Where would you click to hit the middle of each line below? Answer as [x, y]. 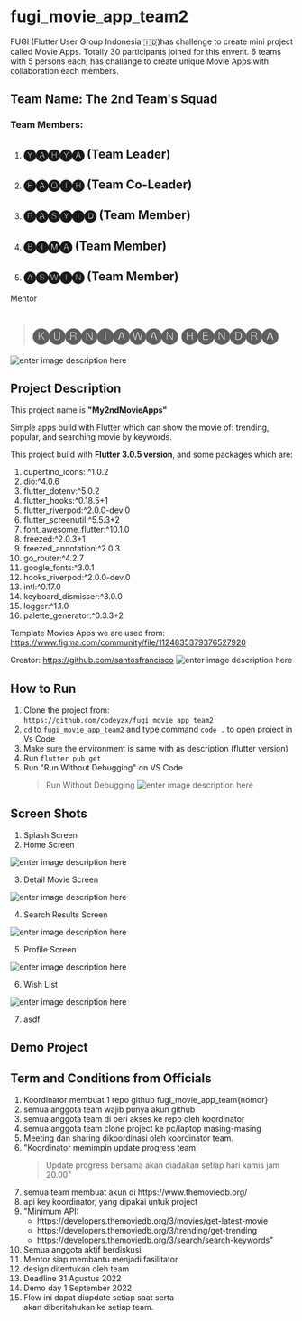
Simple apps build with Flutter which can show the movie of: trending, [140, 428]
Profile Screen [50, 949]
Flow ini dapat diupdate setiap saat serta [99, 1298]
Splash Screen [50, 835]
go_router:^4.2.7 [54, 558]
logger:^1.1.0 [46, 606]
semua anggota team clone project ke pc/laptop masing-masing [142, 1129]
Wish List [40, 984]
